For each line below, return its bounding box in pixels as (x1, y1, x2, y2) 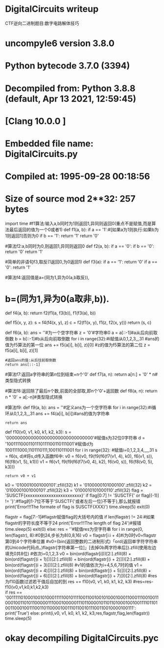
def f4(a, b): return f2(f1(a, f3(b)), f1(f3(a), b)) (5, 310, 96, 316)
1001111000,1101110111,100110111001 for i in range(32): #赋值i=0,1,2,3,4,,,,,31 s (5, 447, 158, 453)
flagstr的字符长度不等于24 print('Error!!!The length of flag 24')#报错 (5, 520, 141, 526)
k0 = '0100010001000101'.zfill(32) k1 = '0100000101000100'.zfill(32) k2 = (5, 482, 152, 488)
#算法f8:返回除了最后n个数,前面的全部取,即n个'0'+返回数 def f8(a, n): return (5, 388, 158, 393)
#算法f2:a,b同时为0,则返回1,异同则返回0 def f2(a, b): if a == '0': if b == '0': (5, 243, 154, 249)
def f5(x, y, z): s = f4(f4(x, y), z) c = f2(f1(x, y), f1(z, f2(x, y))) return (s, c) (5, 319, 152, 325)
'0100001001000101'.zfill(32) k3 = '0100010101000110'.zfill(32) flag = (5, 487, 143, 493)
